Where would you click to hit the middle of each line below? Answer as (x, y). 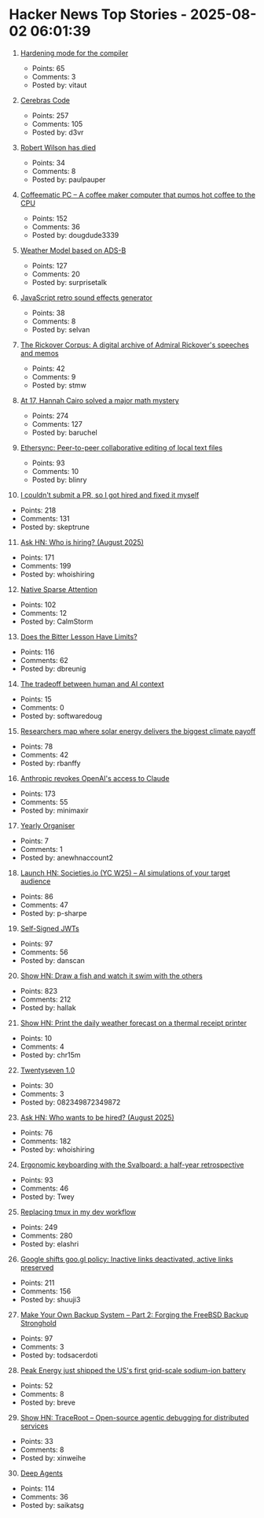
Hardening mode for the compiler (74, 53)
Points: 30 (37, 1085)
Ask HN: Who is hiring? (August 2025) (82, 542)
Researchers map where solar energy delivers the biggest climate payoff (138, 731)
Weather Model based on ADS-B (73, 250)
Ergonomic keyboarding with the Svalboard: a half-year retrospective (132, 1164)
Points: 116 (37, 652)
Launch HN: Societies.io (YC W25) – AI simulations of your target (125, 872)
